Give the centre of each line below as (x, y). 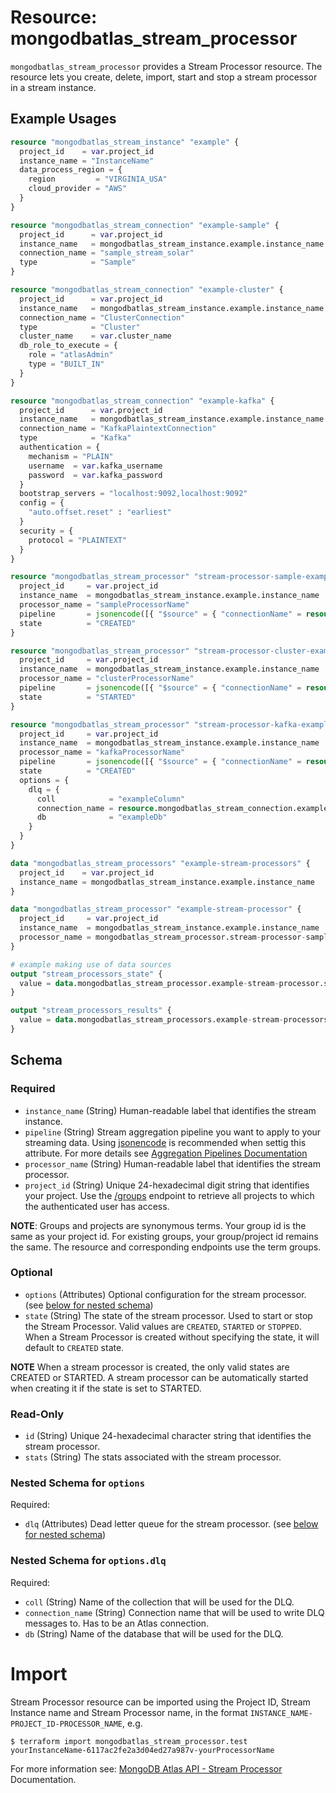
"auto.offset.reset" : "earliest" (100, 512)
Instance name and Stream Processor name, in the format (129, 1712)
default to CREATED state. (74, 1347)
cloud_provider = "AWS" (78, 189)
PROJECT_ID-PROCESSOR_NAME (66, 1724)
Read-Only (37, 1414)
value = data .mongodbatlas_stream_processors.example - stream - (151, 1020)
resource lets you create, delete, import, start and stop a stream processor (164, 77)
